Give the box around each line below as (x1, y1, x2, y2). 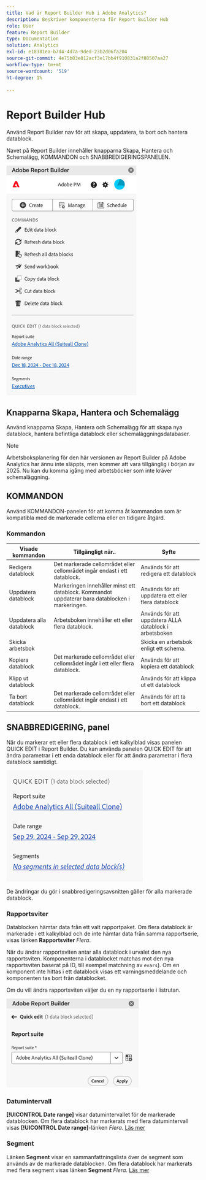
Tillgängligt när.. (73, 548, 116, 556)
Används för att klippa (140, 675, 196, 682)
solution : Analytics (6, 42, 59, 48)
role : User (6, 23, 34, 29)
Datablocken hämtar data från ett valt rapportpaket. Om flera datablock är (6, 923, 193, 930)
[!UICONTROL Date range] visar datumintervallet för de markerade (6, 1111, 176, 1119)
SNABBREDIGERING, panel (6, 722, 110, 733)
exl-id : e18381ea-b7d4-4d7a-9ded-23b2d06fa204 (6, 49, 128, 55)
